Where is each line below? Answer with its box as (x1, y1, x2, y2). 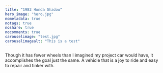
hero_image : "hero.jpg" (5, 12, 54, 17)
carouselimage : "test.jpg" (5, 35, 60, 39)
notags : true (5, 20, 32, 26)
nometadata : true (5, 16, 41, 21)
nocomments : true (5, 30, 41, 35)
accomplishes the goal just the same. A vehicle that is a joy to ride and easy (5, 57, 159, 63)
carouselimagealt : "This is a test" (5, 39, 80, 44)
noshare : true (5, 25, 34, 30)
